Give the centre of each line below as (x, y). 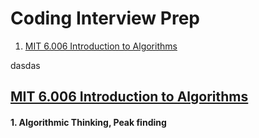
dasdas (25, 65)
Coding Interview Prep (105, 18)
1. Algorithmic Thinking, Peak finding (88, 122)
